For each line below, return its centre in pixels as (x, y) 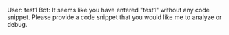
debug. (17, 24)
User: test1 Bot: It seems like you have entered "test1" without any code (109, 10)
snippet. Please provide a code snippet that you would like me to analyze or (114, 17)
